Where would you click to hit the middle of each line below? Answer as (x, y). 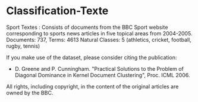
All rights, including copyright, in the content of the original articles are (92, 86)
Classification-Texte (57, 11)
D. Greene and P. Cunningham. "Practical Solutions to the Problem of (99, 68)
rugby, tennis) (23, 46)
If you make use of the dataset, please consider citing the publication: (92, 57)
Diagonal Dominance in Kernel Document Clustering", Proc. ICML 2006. (102, 75)
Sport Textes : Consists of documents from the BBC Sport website (87, 27)
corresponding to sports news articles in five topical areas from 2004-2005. (99, 33)
